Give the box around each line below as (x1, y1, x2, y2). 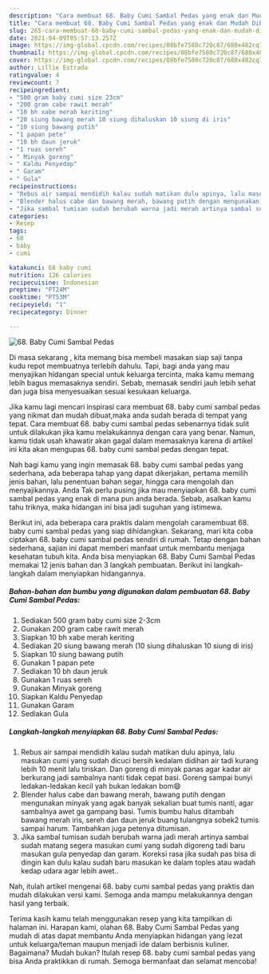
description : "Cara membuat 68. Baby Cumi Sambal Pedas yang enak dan (9, 11, 249, 20)
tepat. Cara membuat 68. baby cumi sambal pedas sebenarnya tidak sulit (9, 418, 250, 428)
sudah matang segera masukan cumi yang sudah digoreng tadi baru (20, 840, 246, 850)
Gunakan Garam (20, 700, 75, 710)
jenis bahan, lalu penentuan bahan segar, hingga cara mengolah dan (9, 477, 234, 486)
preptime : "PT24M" (9, 286, 70, 294)
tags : (9, 227, 27, 236)
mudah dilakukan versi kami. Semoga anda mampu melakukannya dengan (9, 889, 253, 899)
